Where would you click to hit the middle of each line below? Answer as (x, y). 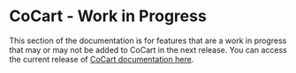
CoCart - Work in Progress (108, 16)
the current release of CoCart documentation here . (102, 59)
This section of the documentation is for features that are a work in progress (148, 40)
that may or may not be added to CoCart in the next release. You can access (148, 49)
